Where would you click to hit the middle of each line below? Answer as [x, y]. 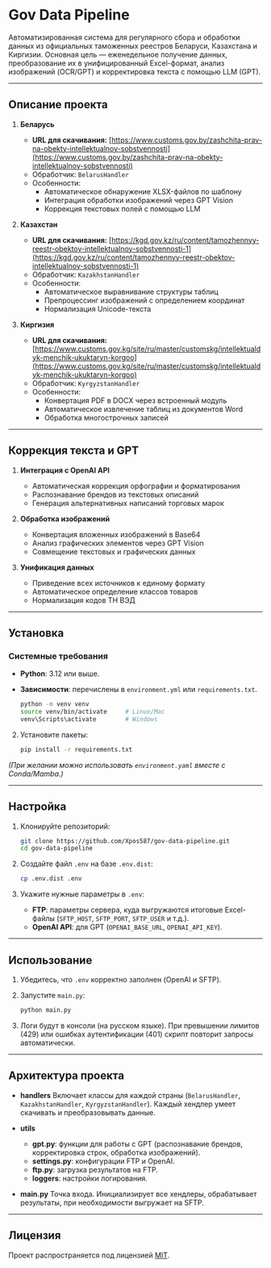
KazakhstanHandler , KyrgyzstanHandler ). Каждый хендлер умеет [128, 1104]
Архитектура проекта [67, 1076]
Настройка [38, 807]
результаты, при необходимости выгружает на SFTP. [112, 1202]
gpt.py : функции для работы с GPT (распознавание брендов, [138, 1143]
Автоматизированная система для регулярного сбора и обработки [124, 37]
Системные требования [58, 655]
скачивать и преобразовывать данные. [88, 1112]
